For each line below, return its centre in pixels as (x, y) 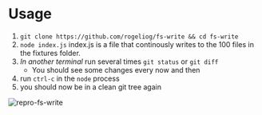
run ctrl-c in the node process (69, 78)
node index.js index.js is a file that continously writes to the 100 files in (137, 44)
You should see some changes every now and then (116, 69)
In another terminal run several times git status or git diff (119, 61)
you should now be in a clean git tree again (91, 87)
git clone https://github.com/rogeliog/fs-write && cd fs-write (129, 37)
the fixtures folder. (50, 53)
